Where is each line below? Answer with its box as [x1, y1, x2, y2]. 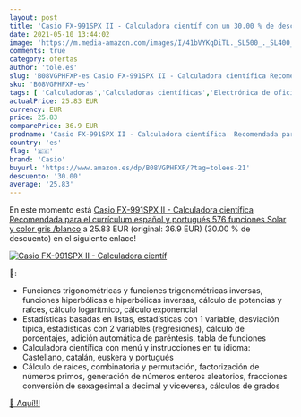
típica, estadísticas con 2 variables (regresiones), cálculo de [21, 324, 245, 334]
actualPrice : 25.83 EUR [9, 96, 99, 106]
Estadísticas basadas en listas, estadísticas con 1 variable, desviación [21, 314, 279, 325]
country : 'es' [9, 138, 63, 147]
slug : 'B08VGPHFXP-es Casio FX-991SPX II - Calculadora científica [9, 72, 267, 81]
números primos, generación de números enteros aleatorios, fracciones [21, 371, 288, 382]
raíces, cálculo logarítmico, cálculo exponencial [21, 304, 199, 315]
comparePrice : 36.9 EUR [9, 122, 99, 131]
